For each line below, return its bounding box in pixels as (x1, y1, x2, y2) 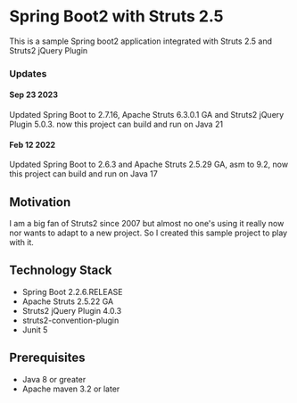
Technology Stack (9, 263, 112, 278)
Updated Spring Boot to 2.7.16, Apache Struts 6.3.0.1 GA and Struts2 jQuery (9, 110, 285, 120)
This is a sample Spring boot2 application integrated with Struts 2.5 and (9, 36, 272, 46)
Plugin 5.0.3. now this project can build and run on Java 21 (9, 119, 224, 130)
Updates (9, 67, 47, 79)
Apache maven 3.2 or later (21, 383, 120, 394)
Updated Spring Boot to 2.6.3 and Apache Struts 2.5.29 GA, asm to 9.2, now (9, 159, 288, 170)
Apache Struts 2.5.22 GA (21, 296, 114, 307)
